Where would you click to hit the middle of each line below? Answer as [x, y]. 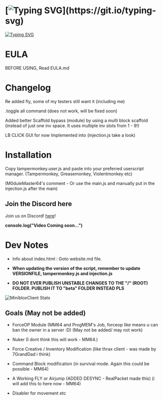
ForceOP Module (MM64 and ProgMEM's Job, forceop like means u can [85, 325]
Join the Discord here [39, 204]
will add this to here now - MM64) [46, 384]
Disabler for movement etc [39, 393]
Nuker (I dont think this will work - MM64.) [55, 340]
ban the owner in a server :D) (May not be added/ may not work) [77, 330]
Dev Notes [27, 245]
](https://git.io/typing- [109, 11]
